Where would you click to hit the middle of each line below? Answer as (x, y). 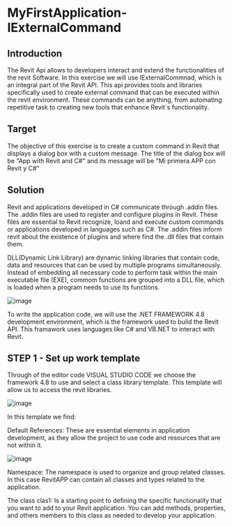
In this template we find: (42, 417)
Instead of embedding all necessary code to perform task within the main (113, 272)
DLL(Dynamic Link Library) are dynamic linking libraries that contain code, (114, 257)
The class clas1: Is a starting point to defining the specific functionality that (115, 501)
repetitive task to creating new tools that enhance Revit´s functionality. (108, 107)
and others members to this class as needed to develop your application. (112, 516)
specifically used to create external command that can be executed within (113, 92)
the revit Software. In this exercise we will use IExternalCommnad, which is (115, 77)
